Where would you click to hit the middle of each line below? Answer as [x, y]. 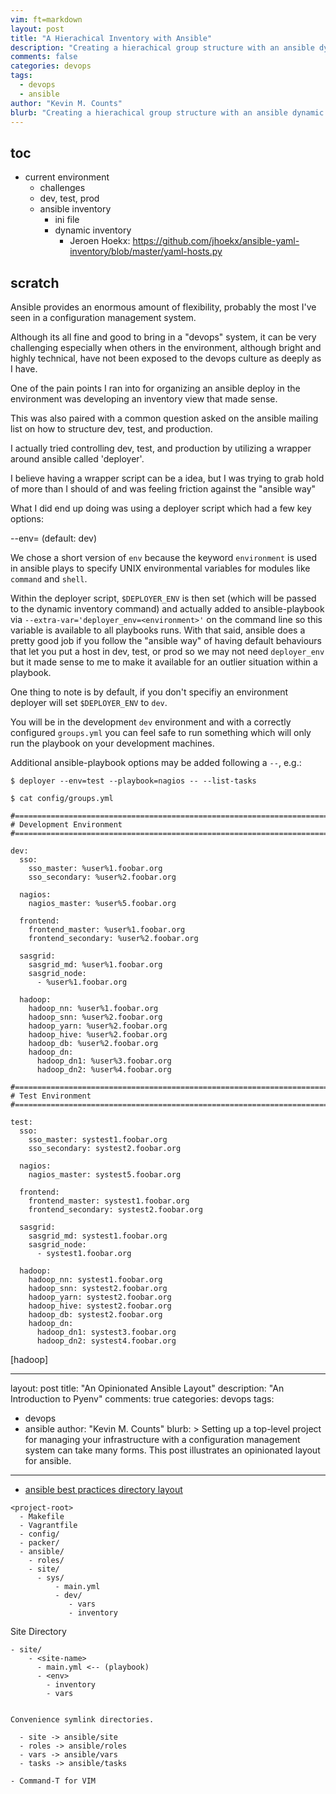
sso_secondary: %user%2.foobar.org [102, 877]
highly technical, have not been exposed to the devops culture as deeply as [166, 358]
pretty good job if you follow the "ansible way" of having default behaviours [166, 640]
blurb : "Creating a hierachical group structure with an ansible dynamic [167, 112]
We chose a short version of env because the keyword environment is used [164, 557]
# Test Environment [51, 1096]
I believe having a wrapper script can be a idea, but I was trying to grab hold [167, 478]
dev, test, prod [69, 198]
